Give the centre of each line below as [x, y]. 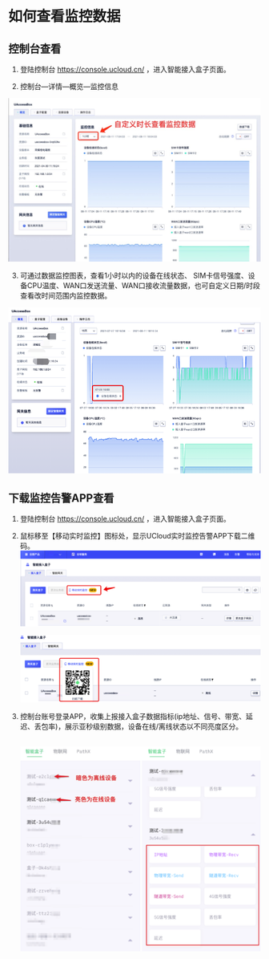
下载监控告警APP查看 [61, 498]
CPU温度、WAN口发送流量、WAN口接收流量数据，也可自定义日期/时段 [143, 286]
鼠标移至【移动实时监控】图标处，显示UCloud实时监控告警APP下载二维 [137, 536]
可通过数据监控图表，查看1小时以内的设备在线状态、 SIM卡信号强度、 [134, 276]
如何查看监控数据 [65, 16]
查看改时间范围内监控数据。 [66, 296]
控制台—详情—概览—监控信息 [69, 86]
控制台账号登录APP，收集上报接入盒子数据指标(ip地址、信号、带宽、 [133, 717]
